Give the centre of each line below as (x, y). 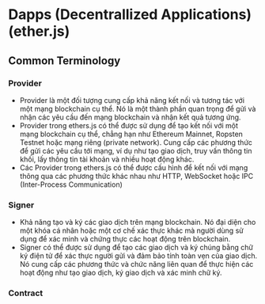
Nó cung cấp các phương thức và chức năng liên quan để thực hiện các (136, 264)
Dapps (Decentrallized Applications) (130, 15)
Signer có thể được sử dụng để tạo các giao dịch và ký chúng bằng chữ (136, 248)
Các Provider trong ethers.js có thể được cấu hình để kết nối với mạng (134, 167)
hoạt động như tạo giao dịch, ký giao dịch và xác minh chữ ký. (121, 273)
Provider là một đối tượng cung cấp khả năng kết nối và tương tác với (132, 100)
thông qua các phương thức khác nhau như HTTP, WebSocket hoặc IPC (136, 176)
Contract (26, 293)
